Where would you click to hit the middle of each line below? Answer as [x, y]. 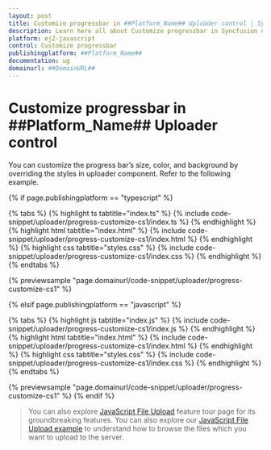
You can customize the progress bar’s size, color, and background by [123, 165]
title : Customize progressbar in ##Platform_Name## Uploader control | [131, 23]
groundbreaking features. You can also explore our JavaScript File [138, 419]
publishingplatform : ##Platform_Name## [75, 53]
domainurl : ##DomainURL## [52, 69]
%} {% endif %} [88, 395]
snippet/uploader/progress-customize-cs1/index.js [93, 328]
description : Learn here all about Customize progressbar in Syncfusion [133, 31]
